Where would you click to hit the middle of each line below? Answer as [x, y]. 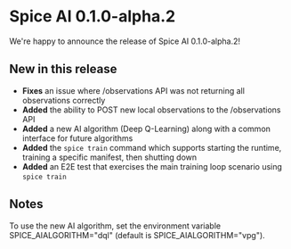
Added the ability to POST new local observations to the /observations [152, 110]
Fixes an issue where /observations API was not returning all [133, 90]
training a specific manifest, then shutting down [109, 157]
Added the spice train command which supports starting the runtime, [152, 147]
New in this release [63, 69]
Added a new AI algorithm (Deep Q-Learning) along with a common [146, 129]
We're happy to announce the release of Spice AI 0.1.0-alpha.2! [125, 41]
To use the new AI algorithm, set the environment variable [115, 226]
